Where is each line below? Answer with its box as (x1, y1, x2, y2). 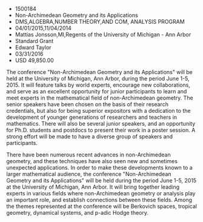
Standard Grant (15, 38, 53, 44)
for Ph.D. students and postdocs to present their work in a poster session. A (6, 127, 196, 133)
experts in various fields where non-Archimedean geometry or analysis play (6, 190, 196, 197)
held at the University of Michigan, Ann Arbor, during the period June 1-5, (6, 75, 190, 82)
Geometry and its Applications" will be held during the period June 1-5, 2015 (6, 177, 197, 184)
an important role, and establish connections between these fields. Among (6, 197, 193, 203)
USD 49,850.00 (15, 57, 55, 64)
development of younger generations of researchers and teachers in (6, 113, 178, 121)
